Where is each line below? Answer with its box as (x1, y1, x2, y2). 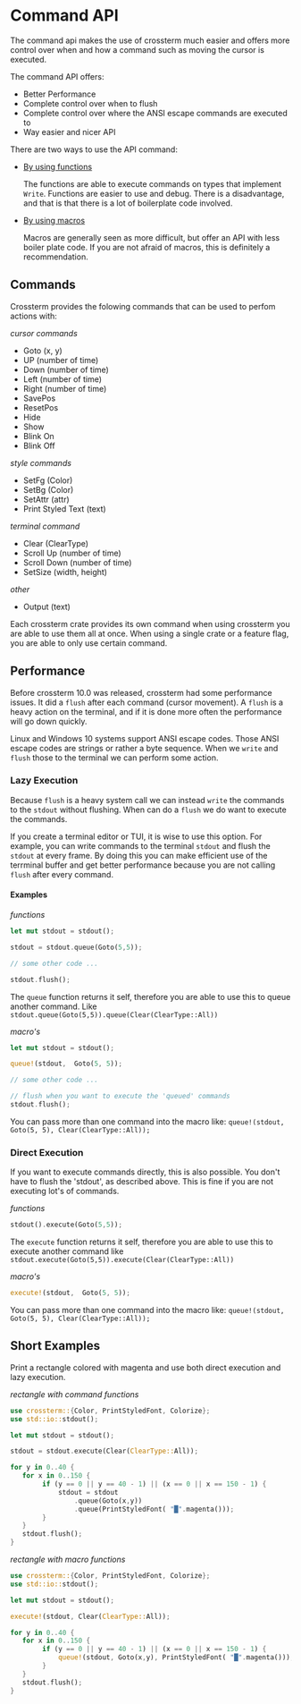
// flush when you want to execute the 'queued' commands (10, 1092, 230, 1101)
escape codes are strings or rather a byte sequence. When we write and (10, 742, 279, 753)
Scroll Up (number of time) (22, 547, 121, 558)
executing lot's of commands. (10, 1186, 120, 1197)
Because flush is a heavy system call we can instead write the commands (10, 794, 285, 805)
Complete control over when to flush (22, 97, 158, 108)
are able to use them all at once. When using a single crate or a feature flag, (10, 628, 289, 639)
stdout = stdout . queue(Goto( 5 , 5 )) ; (10, 943, 143, 952)
